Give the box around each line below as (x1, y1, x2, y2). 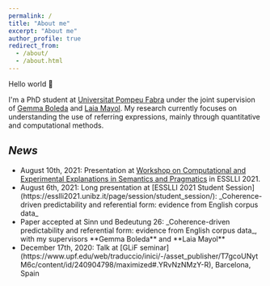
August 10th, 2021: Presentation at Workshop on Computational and (19, 165, 247, 175)
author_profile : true (8, 34, 82, 43)
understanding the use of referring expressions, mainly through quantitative (8, 111, 261, 121)
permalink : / (8, 11, 53, 20)
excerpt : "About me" (8, 27, 78, 35)
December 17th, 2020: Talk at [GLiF (19, 242, 138, 252)
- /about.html (15, 57, 63, 65)
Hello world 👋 (8, 78, 53, 89)
